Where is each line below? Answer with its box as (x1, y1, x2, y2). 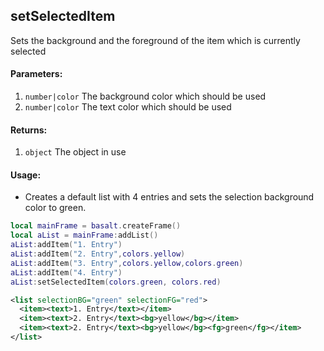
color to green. (24, 202, 87, 214)
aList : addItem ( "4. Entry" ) (10, 267, 123, 278)
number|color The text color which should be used (24, 101, 232, 113)
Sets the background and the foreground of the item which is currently (10, 34, 301, 46)
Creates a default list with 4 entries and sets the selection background (24, 191, 315, 203)
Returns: (10, 124, 48, 136)
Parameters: (10, 68, 63, 80)
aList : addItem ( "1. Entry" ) (10, 240, 123, 250)
